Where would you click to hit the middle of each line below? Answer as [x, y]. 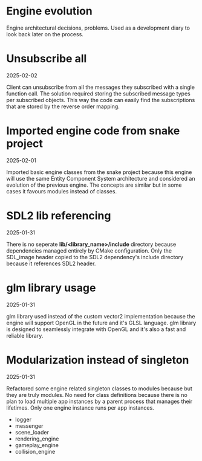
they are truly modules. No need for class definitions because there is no [97, 395]
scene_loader [32, 432]
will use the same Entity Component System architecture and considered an [101, 178]
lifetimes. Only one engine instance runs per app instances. [80, 408]
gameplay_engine [37, 445]
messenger [29, 426]
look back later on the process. [45, 34]
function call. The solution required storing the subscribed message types [98, 93]
